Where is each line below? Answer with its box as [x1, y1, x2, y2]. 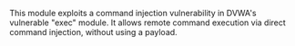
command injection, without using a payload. [9, 27, 178, 37]
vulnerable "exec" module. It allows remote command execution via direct [9, 17, 287, 28]
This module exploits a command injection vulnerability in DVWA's [9, 8, 257, 18]
